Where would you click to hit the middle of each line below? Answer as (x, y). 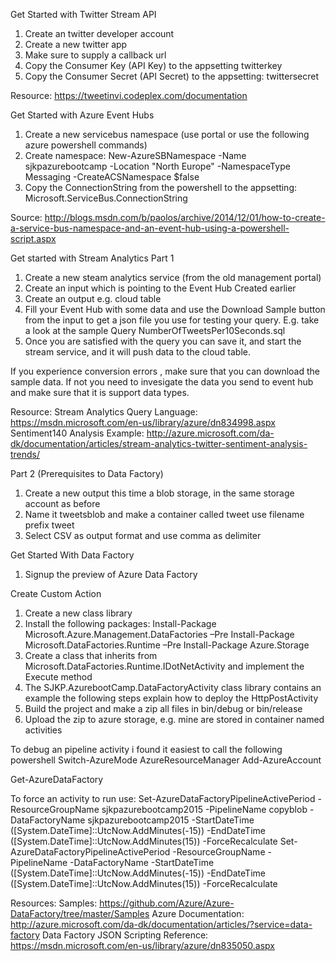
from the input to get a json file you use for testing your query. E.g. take (172, 320)
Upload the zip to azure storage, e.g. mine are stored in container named (174, 719)
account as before (62, 503)
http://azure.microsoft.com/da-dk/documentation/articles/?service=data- (161, 924)
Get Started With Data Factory (72, 555)
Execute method (58, 677)
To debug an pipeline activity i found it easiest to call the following (146, 749)
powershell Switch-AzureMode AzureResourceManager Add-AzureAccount (166, 760)
